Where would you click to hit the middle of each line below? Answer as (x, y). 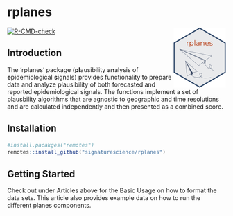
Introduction (35, 53)
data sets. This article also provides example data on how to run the (104, 198)
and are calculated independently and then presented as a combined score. (115, 106)
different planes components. (49, 206)
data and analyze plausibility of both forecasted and (81, 84)
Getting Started (41, 174)
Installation (32, 128)
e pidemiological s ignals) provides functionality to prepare (89, 77)
